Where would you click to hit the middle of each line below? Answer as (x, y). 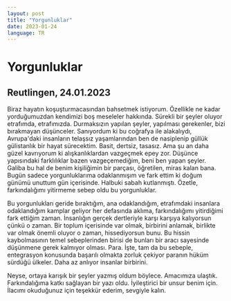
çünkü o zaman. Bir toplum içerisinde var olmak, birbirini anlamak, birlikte (111, 226)
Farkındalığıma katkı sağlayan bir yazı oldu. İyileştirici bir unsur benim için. (112, 283)
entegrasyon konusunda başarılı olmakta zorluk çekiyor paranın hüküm (108, 255)
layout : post (26, 13)
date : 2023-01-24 (32, 26)
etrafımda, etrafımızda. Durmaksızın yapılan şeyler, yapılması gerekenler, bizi (116, 124)
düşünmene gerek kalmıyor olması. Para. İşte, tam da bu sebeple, (100, 248)
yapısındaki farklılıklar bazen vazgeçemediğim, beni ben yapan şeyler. (107, 161)
